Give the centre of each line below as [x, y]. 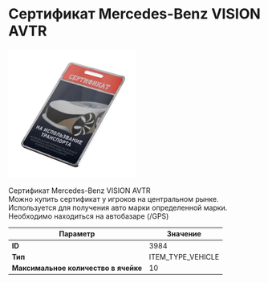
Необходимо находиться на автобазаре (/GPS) [89, 216]
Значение [185, 234]
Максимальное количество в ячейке [77, 268]
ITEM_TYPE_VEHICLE [184, 256]
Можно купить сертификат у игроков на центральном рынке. [114, 199]
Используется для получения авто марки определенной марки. [118, 207]
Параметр [77, 234]
